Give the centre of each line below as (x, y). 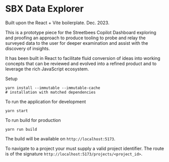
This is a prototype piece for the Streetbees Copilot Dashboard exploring (81, 32)
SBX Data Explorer (45, 9)
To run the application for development (46, 102)
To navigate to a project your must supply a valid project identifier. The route (85, 148)
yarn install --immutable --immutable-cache (53, 88)
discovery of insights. (28, 48)
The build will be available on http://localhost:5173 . (60, 138)
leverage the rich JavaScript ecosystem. (47, 69)
